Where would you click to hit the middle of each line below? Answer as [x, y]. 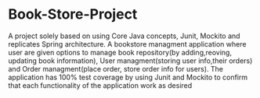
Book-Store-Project [73, 14]
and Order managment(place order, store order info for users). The [116, 68]
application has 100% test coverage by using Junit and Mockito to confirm [128, 77]
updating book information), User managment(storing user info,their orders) [130, 61]
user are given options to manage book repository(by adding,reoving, [120, 52]
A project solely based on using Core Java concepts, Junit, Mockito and [124, 36]
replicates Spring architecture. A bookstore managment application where [127, 44]
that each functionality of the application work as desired [100, 85]
